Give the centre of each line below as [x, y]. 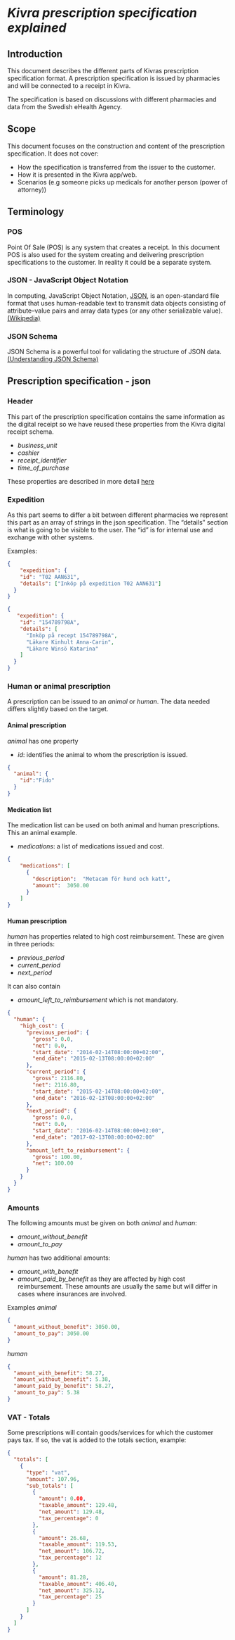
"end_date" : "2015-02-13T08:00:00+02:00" [94, 1059]
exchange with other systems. [51, 537]
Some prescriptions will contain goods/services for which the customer [110, 1433]
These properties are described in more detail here [81, 481]
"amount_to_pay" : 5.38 [47, 1393]
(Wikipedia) [24, 318]
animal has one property [43, 741]
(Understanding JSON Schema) [53, 359]
